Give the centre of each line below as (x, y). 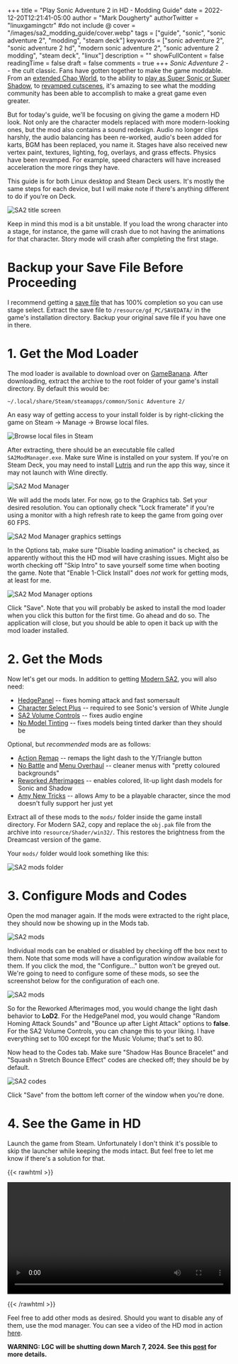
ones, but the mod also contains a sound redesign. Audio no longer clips (113, 130)
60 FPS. (19, 522)
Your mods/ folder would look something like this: (78, 853)
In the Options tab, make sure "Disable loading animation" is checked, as (113, 550)
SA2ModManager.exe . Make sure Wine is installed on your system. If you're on (118, 457)
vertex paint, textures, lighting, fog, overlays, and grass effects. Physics (112, 152)
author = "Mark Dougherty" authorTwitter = (135, 18)
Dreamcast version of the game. (54, 839)
